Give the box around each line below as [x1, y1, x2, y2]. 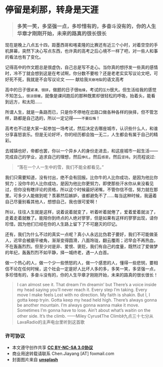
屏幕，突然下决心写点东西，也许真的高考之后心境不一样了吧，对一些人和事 [9, 48, 158, 54]
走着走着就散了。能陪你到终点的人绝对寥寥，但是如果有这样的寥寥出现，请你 [5, 215, 158, 221]
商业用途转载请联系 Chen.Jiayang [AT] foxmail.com [12, 351, 114, 356]
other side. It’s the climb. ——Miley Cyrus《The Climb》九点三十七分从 [16, 313, 154, 319]
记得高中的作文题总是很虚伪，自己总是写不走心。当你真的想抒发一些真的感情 [5, 64, 158, 70]
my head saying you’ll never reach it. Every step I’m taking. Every [16, 287, 147, 293]
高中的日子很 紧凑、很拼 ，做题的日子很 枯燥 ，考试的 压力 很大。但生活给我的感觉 [5, 87, 157, 92]
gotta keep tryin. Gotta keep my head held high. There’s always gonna [16, 297, 157, 303]
